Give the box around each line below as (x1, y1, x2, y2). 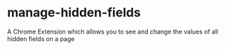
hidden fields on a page (7, 34, 75, 42)
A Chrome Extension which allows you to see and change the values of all (7, 27, 219, 36)
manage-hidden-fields (7, 5, 141, 21)
